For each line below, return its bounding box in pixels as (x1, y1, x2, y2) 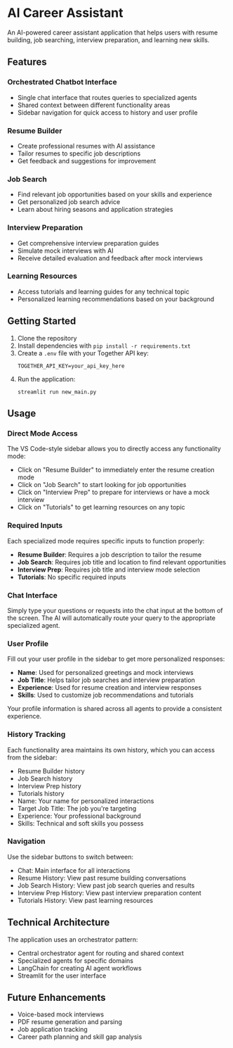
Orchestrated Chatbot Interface (7, 77, 117, 87)
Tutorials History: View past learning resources (17, 896, 153, 904)
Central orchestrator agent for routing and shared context (17, 949, 185, 957)
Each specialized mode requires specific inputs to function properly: (7, 536, 205, 545)
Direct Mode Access (7, 428, 79, 438)
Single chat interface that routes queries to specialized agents (17, 93, 197, 101)
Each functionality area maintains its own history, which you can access (7, 745, 215, 754)
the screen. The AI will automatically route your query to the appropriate (7, 614, 216, 622)
